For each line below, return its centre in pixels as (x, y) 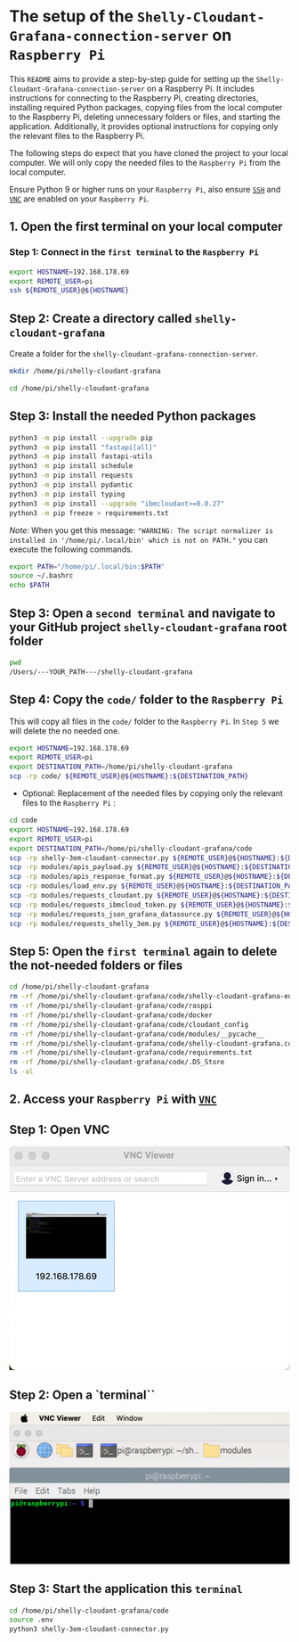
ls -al (21, 1071)
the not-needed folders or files (96, 965)
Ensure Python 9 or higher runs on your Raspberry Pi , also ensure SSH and (145, 189)
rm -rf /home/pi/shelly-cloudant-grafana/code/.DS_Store (117, 1063)
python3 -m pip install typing (67, 494)
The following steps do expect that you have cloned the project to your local (149, 152)
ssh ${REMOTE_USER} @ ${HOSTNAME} (69, 291)
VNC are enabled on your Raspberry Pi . (79, 199)
